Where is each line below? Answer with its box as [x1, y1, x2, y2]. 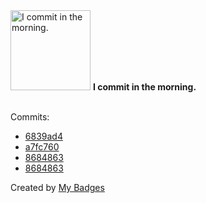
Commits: [10, 111, 50, 123]
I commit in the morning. [92, 81, 197, 93]
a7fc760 [24, 141, 60, 153]
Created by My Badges [10, 182, 105, 193]
